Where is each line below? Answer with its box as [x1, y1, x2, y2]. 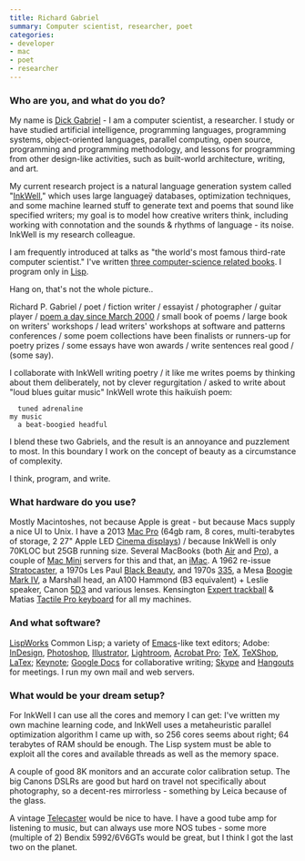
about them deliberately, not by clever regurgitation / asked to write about [9, 377, 286, 388]
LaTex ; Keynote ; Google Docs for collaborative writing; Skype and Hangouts [9, 656, 294, 667]
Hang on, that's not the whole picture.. [9, 284, 154, 295]
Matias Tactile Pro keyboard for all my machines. [9, 593, 192, 605]
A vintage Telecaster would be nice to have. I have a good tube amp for [9, 813, 278, 824]
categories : [9, 30, 55, 39]
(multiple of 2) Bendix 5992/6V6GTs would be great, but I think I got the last [9, 832, 294, 843]
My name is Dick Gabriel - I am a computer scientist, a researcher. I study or [9, 115, 295, 126]
